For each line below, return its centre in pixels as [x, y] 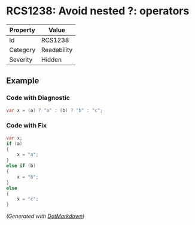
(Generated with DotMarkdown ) [45, 216]
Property [22, 30]
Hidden [51, 59]
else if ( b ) [21, 166]
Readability [57, 50]
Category [22, 50]
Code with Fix [27, 126]
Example [23, 81]
